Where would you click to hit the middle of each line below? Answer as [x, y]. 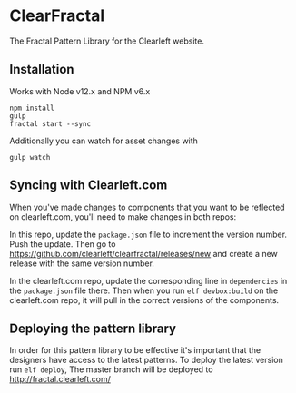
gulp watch [30, 157]
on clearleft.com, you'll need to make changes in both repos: [123, 216]
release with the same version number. [82, 263]
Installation [42, 69]
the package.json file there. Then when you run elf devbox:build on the [144, 290]
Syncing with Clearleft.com [89, 186]
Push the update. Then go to [63, 244]
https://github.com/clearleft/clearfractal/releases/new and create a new [144, 253]
